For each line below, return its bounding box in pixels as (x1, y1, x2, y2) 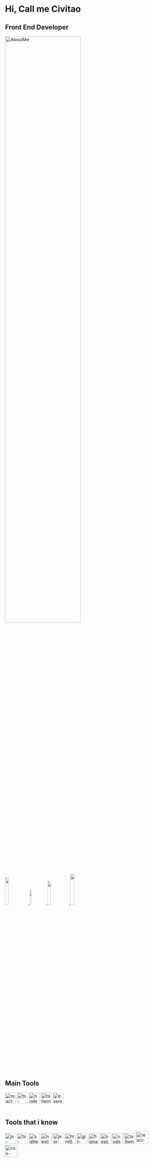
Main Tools (5, 1079, 40, 1088)
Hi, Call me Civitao (5, 3, 81, 15)
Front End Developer (5, 23, 69, 31)
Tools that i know (5, 1118, 58, 1127)
